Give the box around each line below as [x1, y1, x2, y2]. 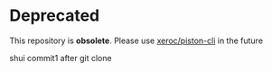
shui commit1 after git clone [9, 52, 112, 63]
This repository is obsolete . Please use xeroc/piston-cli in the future [9, 35, 264, 46]
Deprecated [9, 5, 100, 26]
